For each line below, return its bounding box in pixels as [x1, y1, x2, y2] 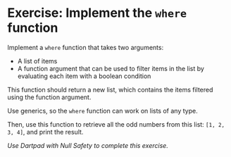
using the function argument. [7, 93, 92, 101]
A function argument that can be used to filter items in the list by [17, 64, 204, 73]
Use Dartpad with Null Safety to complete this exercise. [7, 141, 169, 149]
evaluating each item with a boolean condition [17, 72, 151, 80]
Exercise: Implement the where [7, 5, 187, 21]
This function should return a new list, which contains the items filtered [7, 85, 213, 94]
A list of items [17, 56, 58, 65]
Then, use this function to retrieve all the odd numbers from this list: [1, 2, [7, 120, 225, 128]
